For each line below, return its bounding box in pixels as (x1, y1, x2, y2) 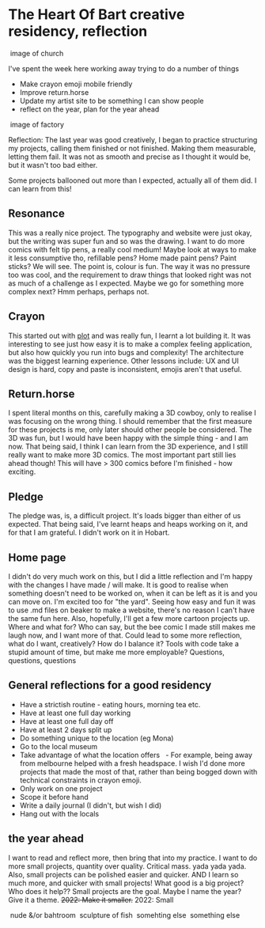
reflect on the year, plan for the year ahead (19, 104, 160, 114)
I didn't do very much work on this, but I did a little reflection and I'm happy (8, 572, 253, 581)
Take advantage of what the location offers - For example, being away (19, 750, 253, 759)
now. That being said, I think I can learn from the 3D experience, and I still (8, 441, 248, 452)
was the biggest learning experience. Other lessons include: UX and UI (8, 356, 239, 366)
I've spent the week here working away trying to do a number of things (8, 63, 240, 73)
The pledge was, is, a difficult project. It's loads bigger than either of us (8, 511, 241, 521)
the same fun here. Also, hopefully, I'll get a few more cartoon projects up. (8, 614, 251, 623)
